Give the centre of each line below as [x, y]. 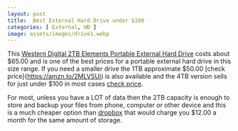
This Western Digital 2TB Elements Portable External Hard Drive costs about [119, 54]
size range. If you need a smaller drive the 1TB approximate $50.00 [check [116, 69]
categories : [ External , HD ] [52, 27]
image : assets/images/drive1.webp [59, 34]
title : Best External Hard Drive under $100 [76, 21]
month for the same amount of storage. [65, 120]
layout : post [27, 14]
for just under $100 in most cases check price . [75, 84]
